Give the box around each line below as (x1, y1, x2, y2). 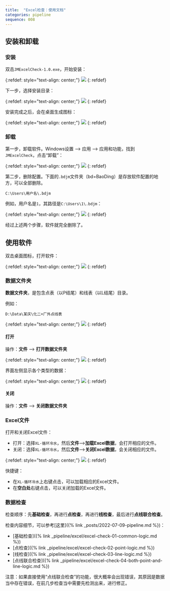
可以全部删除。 (14, 180, 46, 186)
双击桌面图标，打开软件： (5, 253, 59, 259)
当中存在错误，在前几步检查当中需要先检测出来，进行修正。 (5, 580, 130, 586)
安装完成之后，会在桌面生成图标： (5, 109, 77, 115)
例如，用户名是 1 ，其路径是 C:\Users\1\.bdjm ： (5, 201, 102, 207)
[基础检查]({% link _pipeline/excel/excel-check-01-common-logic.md (12, 533, 157, 539)
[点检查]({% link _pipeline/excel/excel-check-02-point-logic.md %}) (12, 545, 155, 551)
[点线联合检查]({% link (12, 557, 59, 563)
